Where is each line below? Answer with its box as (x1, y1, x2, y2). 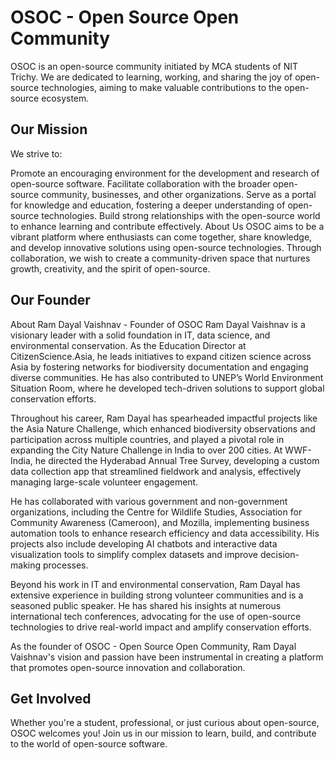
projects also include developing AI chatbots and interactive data (10, 537, 278, 550)
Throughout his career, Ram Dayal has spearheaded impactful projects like (10, 412, 318, 424)
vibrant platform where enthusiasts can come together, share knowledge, (10, 231, 313, 243)
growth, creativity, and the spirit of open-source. (10, 262, 211, 275)
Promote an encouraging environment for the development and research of (10, 167, 320, 179)
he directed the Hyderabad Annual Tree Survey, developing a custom (34, 454, 320, 466)
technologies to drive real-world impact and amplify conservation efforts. (10, 621, 312, 633)
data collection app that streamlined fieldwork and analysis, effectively (10, 465, 302, 477)
